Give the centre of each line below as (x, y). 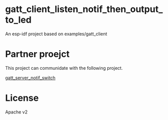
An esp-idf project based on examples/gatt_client (56, 34)
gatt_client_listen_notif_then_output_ (84, 9)
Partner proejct (37, 54)
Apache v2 (17, 112)
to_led (18, 20)
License (22, 98)
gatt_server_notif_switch (30, 78)
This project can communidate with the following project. (64, 68)
